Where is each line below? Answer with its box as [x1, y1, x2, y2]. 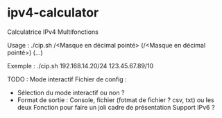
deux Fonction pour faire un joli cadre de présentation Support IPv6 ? [17, 103, 215, 111]
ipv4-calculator [7, 5, 99, 21]
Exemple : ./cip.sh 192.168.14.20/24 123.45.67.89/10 [7, 61, 154, 70]
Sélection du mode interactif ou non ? [17, 88, 125, 97]
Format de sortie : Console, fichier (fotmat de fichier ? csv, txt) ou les [17, 95, 214, 104]
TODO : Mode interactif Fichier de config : [7, 75, 127, 83]
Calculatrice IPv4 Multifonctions [7, 28, 99, 36]
